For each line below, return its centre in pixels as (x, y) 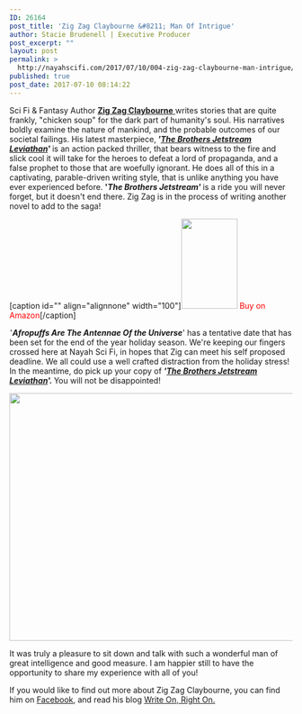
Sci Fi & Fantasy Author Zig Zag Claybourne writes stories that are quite (143, 110)
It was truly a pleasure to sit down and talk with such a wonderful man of (144, 653)
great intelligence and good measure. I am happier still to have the (132, 663)
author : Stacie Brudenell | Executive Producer (100, 34)
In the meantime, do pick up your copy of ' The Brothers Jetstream (133, 371)
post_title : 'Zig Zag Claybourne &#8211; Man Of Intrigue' (122, 26)
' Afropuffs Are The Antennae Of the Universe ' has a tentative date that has (151, 332)
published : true (40, 77)
